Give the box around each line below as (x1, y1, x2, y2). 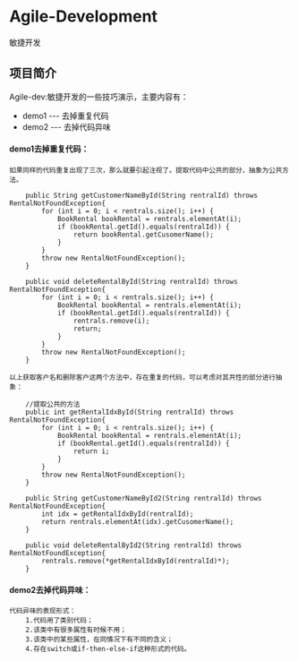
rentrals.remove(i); (72, 316, 150, 325)
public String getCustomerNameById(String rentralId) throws (25, 191, 258, 200)
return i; (72, 446, 110, 456)
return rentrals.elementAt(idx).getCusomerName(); (41, 517, 234, 526)
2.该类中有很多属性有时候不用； (25, 625, 127, 635)
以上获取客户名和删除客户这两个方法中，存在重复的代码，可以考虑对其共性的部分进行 (9, 373, 276, 382)
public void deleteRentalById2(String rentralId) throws (25, 540, 243, 550)
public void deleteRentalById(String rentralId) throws (25, 277, 239, 286)
